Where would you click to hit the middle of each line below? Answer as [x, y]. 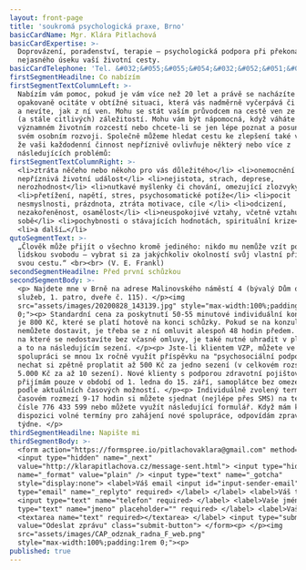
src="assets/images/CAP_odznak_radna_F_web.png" [112, 534]
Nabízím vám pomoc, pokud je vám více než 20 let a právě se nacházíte [157, 94]
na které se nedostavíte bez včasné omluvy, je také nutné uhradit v [152, 340]
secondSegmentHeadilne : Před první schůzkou [95, 272]
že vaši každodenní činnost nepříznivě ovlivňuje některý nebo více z [154, 145]
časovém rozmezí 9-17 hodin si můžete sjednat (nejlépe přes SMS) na [152, 399]
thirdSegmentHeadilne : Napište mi [75, 433]
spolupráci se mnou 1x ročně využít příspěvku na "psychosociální [146, 356]
